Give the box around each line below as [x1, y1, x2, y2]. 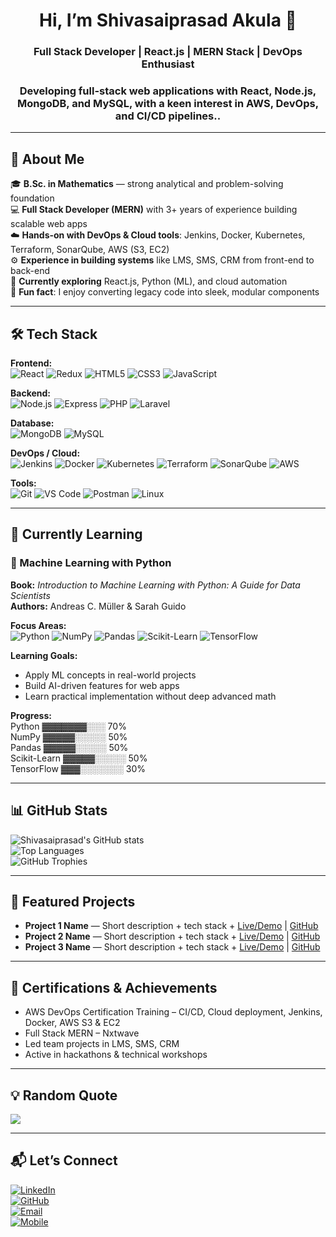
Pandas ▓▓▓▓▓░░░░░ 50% [10, 741, 129, 753]
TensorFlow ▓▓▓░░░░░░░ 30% [10, 762, 147, 774]
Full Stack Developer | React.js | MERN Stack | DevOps [33, 45, 303, 59]
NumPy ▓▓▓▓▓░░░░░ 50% [10, 730, 128, 743]
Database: [10, 417, 55, 429]
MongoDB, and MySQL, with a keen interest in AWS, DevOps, [16, 97, 320, 111]
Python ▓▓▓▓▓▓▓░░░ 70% [10, 720, 127, 732]
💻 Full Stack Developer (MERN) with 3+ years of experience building [10, 204, 298, 216]
